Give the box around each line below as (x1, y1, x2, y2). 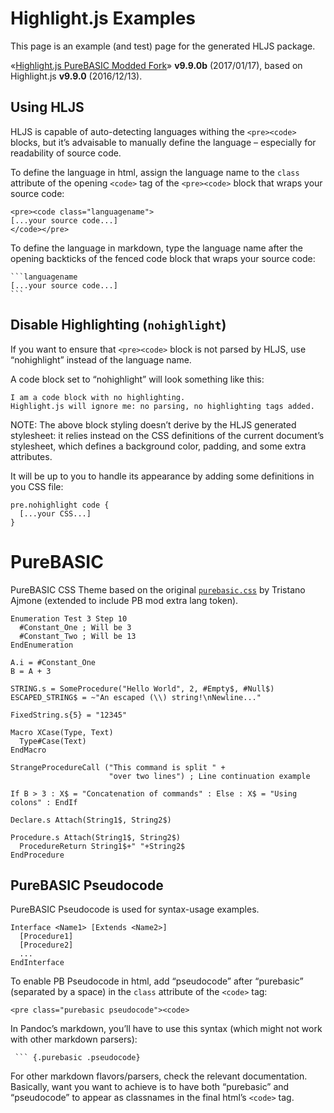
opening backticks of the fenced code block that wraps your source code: (10, 252, 316, 264)
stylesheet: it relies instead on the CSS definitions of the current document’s (10, 429, 325, 441)
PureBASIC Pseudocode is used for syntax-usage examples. (10, 903, 260, 916)
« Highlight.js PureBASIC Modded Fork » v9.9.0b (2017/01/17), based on (10, 59, 303, 71)
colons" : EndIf (10, 797, 78, 807)
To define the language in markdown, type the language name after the (10, 242, 304, 254)
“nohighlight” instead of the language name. (10, 353, 192, 366)
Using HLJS (10, 99, 85, 116)
